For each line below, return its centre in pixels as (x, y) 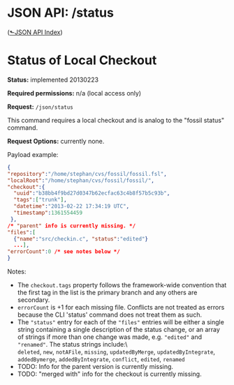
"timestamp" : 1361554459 (48, 213)
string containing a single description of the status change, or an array (118, 330)
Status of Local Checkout (82, 60)
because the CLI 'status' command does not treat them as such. (110, 315)
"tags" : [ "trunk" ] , (41, 200)
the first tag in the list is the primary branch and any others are (107, 292)
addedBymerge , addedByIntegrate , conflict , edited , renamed (101, 359)
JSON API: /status (60, 13)
